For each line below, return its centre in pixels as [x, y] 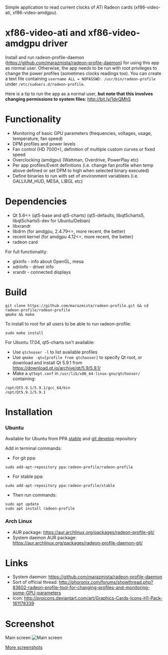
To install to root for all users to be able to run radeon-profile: [68, 323]
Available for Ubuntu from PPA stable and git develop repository [71, 439]
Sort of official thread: [35, 582]
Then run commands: [34, 495]
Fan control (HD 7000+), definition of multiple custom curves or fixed [83, 149]
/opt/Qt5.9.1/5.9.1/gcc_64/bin [38, 388]
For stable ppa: [28, 476]
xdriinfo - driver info [33, 267]
